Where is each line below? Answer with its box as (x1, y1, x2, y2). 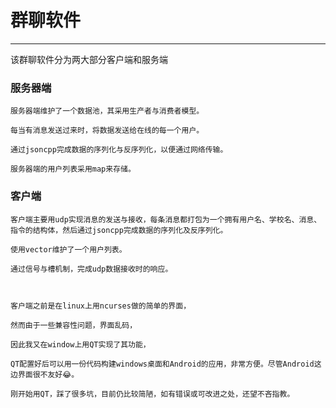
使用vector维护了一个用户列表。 (10, 244, 127, 255)
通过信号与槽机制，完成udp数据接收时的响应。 (10, 264, 173, 274)
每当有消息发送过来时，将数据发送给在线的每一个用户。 (10, 126, 205, 136)
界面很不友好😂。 (17, 369, 80, 380)
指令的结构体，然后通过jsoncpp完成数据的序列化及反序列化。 (10, 225, 228, 235)
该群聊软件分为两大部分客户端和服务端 (10, 53, 168, 65)
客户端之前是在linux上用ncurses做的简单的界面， (10, 301, 192, 311)
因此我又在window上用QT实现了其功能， (10, 339, 151, 350)
